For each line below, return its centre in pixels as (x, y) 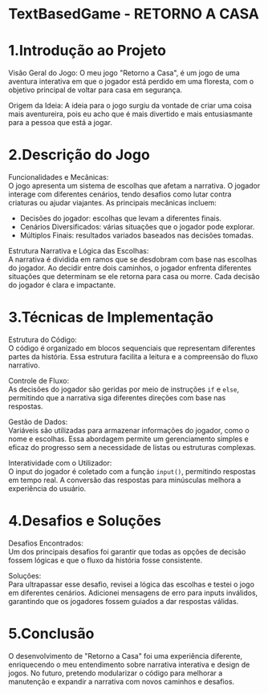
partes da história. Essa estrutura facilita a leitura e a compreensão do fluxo (133, 357)
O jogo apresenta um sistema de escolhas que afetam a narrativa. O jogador (134, 186)
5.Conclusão (51, 634)
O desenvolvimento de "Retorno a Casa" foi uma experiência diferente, (126, 655)
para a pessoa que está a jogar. (60, 123)
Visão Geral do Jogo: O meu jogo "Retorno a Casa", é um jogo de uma (124, 73)
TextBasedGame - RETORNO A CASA (134, 14)
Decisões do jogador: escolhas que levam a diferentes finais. (121, 218)
